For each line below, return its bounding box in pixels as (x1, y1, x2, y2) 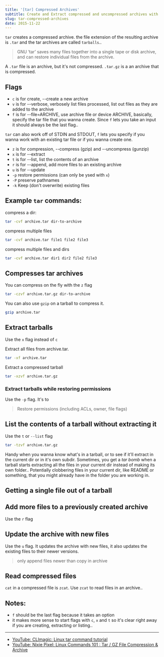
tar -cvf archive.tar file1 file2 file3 (5, 237, 89, 242)
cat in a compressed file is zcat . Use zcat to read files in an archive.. (5, 585, 143, 591)
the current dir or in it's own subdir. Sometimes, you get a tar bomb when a (5, 456, 156, 462)
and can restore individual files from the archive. (17, 54, 115, 60)
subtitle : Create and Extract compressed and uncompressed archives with (5, 12, 159, 17)
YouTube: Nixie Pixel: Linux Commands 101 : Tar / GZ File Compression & (12, 642, 159, 648)
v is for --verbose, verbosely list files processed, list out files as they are (12, 101, 158, 107)
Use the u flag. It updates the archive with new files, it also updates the (5, 543, 147, 549)
